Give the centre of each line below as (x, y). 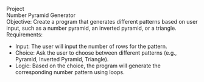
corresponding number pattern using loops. (70, 72)
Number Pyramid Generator (41, 15)
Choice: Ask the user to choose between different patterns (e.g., (96, 53)
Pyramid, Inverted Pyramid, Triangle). (62, 59)
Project (15, 9)
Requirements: (24, 35)
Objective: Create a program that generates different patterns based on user (102, 22)
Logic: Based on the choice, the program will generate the (88, 66)
